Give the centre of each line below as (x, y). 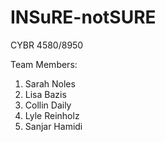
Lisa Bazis (45, 94)
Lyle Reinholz (52, 115)
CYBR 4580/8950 (47, 45)
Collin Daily (48, 105)
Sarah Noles (50, 83)
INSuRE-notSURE (83, 17)
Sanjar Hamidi (53, 126)
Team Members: (44, 64)
